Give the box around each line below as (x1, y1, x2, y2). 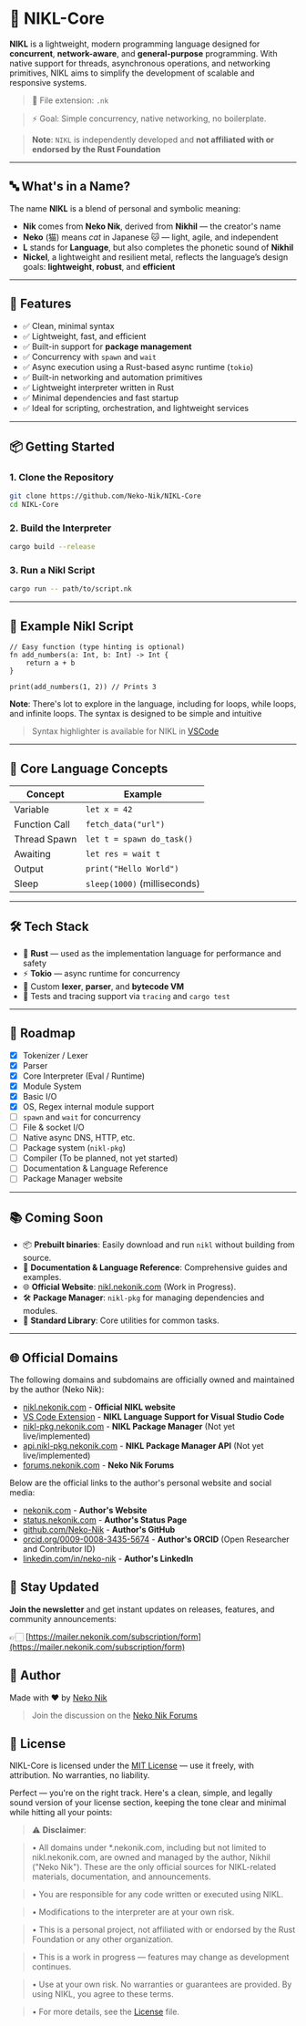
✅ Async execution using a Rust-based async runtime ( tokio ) (22, 361, 254, 372)
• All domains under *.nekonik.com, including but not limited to (31, 1842, 267, 1854)
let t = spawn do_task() (85, 833, 194, 844)
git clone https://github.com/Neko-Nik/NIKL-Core (9, 491, 202, 501)
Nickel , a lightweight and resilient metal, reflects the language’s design (22, 251, 289, 263)
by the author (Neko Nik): (9, 1384, 105, 1395)
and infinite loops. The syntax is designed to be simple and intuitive (9, 708, 262, 719)
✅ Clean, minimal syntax (22, 320, 116, 331)
